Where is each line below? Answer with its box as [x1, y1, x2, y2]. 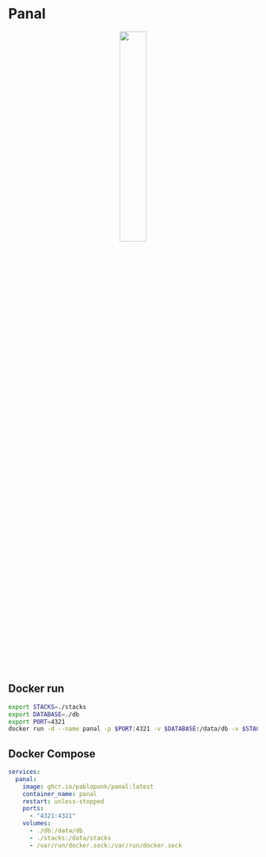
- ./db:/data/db [28, 827, 83, 835]
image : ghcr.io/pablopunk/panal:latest [22, 783, 154, 791]
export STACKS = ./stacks [8, 703, 87, 711]
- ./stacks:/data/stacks [28, 834, 112, 842]
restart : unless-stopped [22, 797, 104, 806]
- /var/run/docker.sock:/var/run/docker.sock [28, 841, 182, 849]
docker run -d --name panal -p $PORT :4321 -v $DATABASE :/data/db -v [8, 725, 239, 733]
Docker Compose [8, 747, 97, 760]
